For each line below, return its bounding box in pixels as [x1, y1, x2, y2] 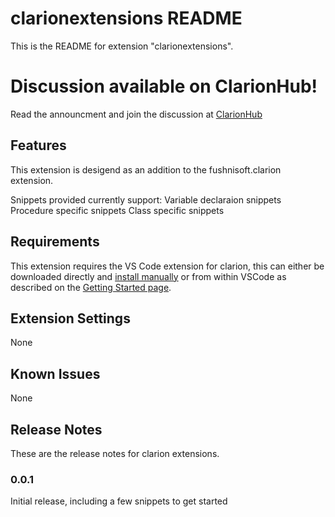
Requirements [10, 233, 100, 251]
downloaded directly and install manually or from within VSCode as [10, 270, 287, 282]
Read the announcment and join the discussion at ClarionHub [10, 108, 263, 120]
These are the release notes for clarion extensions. [10, 447, 220, 459]
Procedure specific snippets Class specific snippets [10, 204, 225, 216]
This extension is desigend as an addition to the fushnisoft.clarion [10, 163, 282, 176]
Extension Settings [10, 310, 131, 327]
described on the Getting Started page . [10, 281, 172, 293]
